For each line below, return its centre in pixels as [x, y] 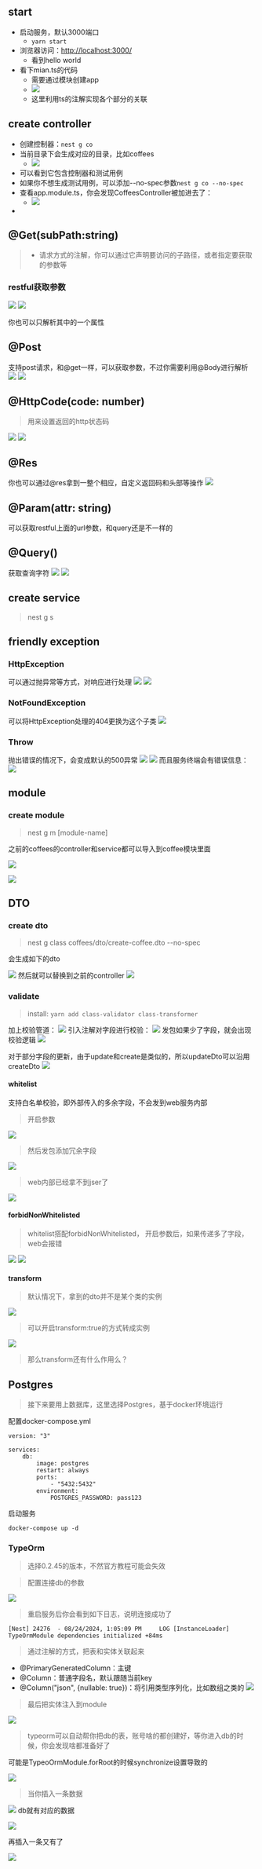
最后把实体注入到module [67, 1704]
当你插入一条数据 [55, 1794]
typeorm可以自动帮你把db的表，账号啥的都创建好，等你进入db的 [132, 1736]
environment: [58, 1490]
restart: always [63, 1470]
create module [36, 815]
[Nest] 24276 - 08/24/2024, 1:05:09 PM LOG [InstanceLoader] [119, 1629]
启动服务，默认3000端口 [59, 32]
